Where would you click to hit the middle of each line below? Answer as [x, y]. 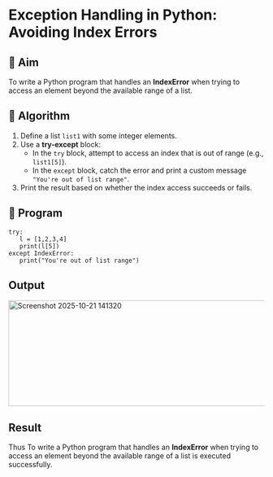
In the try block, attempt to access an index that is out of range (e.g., [148, 153]
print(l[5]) [39, 246]
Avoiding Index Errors [83, 32]
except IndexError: [41, 253]
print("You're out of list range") [79, 260]
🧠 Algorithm [39, 116]
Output [26, 285]
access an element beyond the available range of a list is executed [120, 456]
